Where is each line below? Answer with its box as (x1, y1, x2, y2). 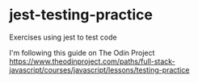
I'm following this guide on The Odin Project (9, 48, 155, 57)
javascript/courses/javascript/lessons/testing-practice (9, 64, 190, 74)
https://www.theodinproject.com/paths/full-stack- (9, 56, 176, 66)
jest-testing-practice (9, 6, 153, 24)
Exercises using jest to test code (9, 32, 117, 42)
